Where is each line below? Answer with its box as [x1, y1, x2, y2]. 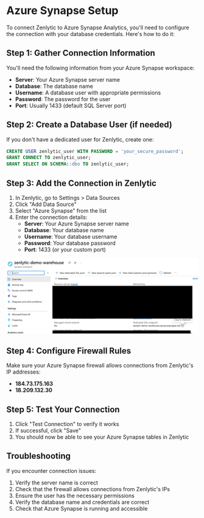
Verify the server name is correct [15, 479, 99, 486]
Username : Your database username [24, 233, 118, 240]
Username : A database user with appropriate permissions [15, 89, 161, 96]
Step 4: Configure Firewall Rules [6, 346, 132, 356]
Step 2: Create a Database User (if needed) [6, 119, 172, 130]
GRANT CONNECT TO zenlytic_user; [6, 155, 91, 161]
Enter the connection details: [15, 214, 88, 221]
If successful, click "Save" [15, 427, 81, 434]
